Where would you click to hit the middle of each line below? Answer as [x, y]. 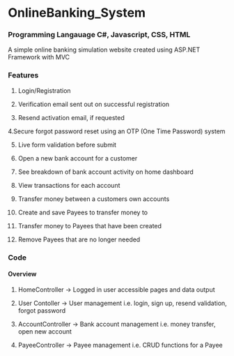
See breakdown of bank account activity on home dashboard [106, 172]
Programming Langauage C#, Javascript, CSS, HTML [99, 35]
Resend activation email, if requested [71, 117]
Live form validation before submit [67, 144]
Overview [22, 274]
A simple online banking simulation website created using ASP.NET [104, 50]
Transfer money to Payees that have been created [90, 225]
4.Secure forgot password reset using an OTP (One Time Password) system [117, 131]
